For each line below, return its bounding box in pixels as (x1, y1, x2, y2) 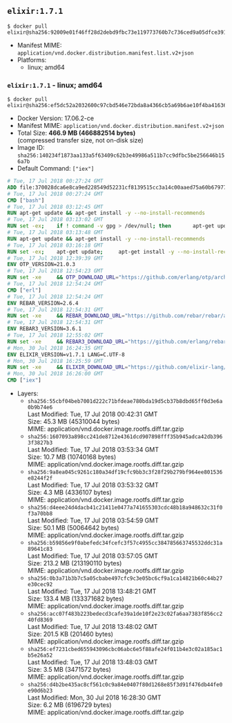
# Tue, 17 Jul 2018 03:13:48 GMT (7, 229, 104, 236)
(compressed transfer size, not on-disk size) (17, 136, 144, 144)
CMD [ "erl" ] (7, 287, 41, 294)
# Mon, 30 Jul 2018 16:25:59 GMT (7, 357, 104, 364)
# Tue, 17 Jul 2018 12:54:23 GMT (7, 267, 104, 274)
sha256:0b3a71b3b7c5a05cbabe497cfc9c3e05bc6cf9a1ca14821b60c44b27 (27, 575, 223, 582)
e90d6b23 (27, 688, 53, 695)
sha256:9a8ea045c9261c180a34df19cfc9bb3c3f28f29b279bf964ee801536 (27, 469, 223, 476)
